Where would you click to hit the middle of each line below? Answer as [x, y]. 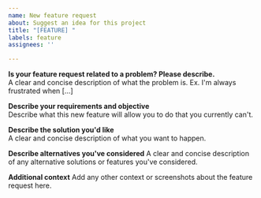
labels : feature [35, 37]
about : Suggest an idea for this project [77, 23]
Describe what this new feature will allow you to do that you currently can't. [131, 114]
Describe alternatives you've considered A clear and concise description [129, 154]
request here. [30, 185]
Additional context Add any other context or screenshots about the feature [130, 177]
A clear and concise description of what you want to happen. [107, 138]
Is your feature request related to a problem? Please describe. [112, 74]
